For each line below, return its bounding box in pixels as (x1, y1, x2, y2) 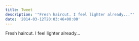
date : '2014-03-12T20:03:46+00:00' (5, 16, 81, 21)
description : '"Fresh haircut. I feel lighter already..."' (5, 12, 135, 17)
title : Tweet (5, 7, 33, 12)
